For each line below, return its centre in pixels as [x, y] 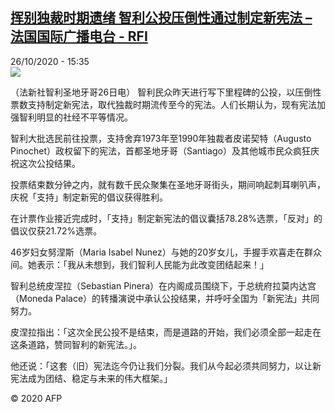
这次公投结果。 [49, 163]
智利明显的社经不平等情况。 [75, 117]
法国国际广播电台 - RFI [79, 36]
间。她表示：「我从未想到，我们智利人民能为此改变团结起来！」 [139, 264]
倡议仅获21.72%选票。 [56, 230]
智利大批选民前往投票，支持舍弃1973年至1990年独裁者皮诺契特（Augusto [161, 138]
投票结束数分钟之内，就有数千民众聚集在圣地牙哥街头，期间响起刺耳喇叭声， [168, 184]
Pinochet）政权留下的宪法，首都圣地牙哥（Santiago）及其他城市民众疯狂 [160, 150]
